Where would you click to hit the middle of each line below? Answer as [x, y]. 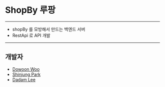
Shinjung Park [26, 74]
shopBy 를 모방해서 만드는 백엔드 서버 [49, 29]
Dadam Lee [24, 80]
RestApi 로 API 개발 [31, 35]
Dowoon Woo [26, 69]
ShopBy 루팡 [30, 10]
